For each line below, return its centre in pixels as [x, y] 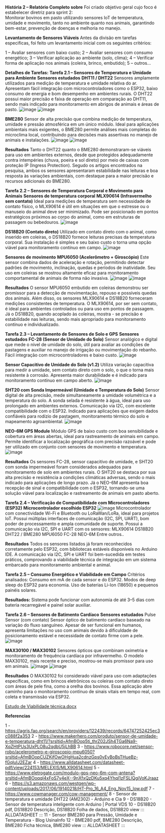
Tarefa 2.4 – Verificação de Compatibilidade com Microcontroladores [77, 503]
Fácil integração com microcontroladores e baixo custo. [62, 355]
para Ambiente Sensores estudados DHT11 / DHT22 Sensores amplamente [82, 78]
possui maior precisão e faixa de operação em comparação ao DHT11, [76, 99]
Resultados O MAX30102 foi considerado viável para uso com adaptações [81, 676]
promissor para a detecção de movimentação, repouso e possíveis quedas [81, 293]
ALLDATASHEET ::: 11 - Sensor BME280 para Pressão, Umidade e [71, 815]
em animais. [17, 666]
